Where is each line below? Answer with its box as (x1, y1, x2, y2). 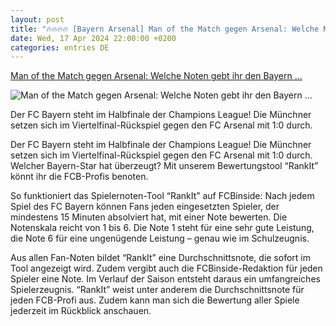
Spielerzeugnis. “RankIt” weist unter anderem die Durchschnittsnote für (10, 284, 305, 296)
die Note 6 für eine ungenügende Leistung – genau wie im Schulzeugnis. (10, 232, 310, 245)
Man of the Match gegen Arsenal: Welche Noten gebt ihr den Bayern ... (10, 70, 303, 82)
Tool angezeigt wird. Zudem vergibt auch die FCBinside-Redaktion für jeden (10, 262, 323, 275)
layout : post (10, 14, 65, 25)
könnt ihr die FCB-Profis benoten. (10, 171, 149, 183)
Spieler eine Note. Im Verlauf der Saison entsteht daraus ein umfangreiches (10, 273, 321, 285)
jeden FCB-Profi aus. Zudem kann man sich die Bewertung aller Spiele (10, 294, 300, 306)
